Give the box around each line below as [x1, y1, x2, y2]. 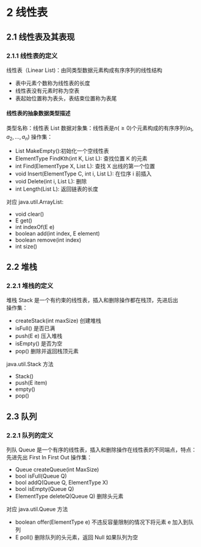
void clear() [15, 210, 44, 217]
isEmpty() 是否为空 [15, 340, 63, 347]
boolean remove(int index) [15, 236, 82, 244]
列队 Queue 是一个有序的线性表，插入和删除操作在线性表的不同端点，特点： [6, 446, 197, 454]
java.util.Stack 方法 [6, 361, 54, 368]
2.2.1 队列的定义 [6, 431, 54, 439]
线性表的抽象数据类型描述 [6, 110, 71, 117]
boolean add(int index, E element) [15, 230, 100, 237]
